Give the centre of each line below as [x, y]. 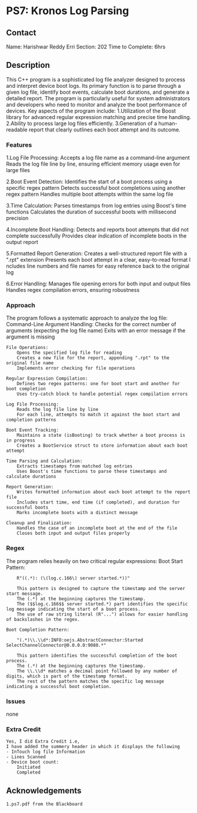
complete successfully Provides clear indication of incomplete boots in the [96, 236]
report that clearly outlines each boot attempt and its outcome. [104, 129]
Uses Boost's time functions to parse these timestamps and [92, 472]
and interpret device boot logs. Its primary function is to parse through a [94, 85]
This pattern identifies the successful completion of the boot [97, 656]
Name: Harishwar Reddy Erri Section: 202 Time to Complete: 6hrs [86, 47]
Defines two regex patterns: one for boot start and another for [98, 384]
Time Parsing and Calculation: [44, 461]
